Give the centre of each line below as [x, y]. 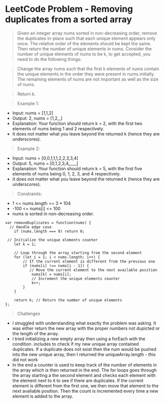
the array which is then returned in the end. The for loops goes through [84, 370]
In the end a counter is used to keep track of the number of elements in [84, 365]
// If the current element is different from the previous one [89, 261]
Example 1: [28, 103]
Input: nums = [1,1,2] [33, 113]
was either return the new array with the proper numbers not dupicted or [86, 328]
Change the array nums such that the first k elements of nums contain [88, 69]
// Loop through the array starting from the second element [78, 253]
